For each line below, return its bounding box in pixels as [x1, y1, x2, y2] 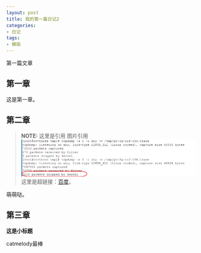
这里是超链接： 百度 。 [20, 178, 74, 185]
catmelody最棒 [6, 240, 43, 247]
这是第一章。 [6, 96, 38, 103]
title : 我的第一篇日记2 [6, 16, 60, 22]
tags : [6, 35, 20, 41]
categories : [6, 22, 36, 28]
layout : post [6, 10, 39, 16]
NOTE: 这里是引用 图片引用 [20, 132, 88, 139]
